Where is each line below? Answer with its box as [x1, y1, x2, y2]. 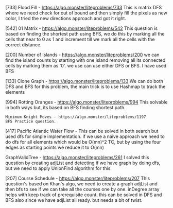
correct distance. [5, 42, 42, 48]
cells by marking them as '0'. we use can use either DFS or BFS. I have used [5, 63, 167, 68]
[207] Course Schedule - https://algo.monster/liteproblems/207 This [5, 175, 150, 181]
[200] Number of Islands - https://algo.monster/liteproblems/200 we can [5, 51, 160, 58]
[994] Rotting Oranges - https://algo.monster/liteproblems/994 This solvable [5, 99, 168, 105]
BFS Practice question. [5, 119, 57, 124]
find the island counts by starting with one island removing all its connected [5, 57, 166, 63]
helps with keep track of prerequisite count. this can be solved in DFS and [5, 192, 162, 198]
